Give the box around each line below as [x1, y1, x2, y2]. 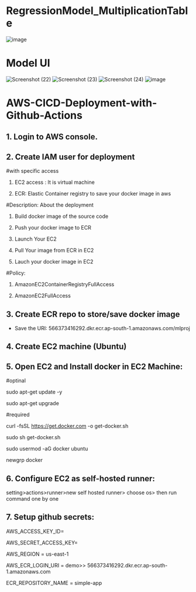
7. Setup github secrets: [6, 512, 95, 522]
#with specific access [6, 167, 59, 174]
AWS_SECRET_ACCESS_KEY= [6, 539, 78, 546]
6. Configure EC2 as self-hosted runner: [6, 473, 155, 484]
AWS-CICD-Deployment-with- [6, 97, 157, 109]
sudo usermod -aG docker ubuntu [6, 445, 88, 452]
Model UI [6, 57, 51, 70]
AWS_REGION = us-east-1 [6, 550, 69, 557]
